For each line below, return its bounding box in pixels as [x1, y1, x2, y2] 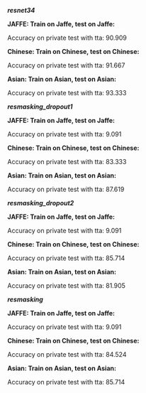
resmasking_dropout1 [7, 102, 73, 111]
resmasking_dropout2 [7, 199, 74, 207]
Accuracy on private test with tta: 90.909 [7, 33, 128, 42]
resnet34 [7, 6, 35, 14]
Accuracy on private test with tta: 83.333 [7, 158, 127, 166]
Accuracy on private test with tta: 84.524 [7, 350, 127, 358]
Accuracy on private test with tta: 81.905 [7, 281, 126, 290]
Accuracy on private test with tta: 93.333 [7, 89, 127, 97]
